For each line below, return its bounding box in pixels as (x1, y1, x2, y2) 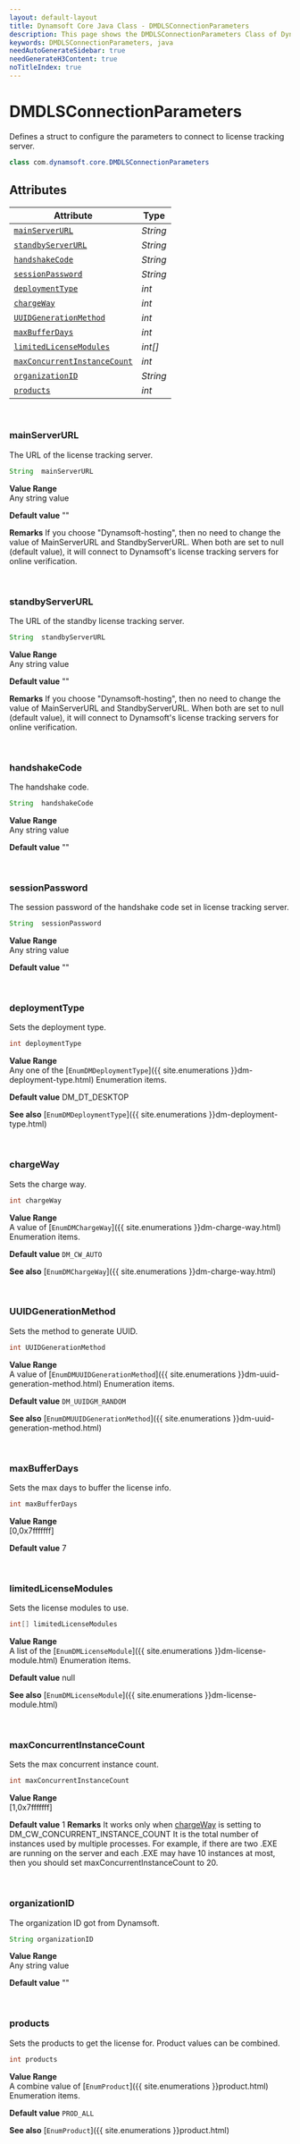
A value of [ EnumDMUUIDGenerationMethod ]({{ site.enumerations (9, 1369, 237, 1380)
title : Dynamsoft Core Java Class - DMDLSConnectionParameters (9, 21, 250, 30)
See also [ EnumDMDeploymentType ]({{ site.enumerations (9, 1110, 207, 1120)
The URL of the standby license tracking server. (9, 615, 185, 626)
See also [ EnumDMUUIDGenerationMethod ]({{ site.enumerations (9, 1413, 231, 1423)
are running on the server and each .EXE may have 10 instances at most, (9, 1848, 276, 1859)
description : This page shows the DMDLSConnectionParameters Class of (9, 30, 278, 38)
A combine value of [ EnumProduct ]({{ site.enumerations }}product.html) (9, 2081, 270, 2091)
